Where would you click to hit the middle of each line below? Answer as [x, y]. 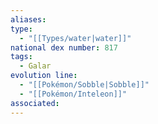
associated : [35, 103]
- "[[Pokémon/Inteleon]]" [73, 94]
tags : [21, 57]
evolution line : [44, 76]
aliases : [28, 19]
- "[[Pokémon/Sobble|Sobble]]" [84, 85]
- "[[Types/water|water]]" [75, 38]
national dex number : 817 [64, 47]
